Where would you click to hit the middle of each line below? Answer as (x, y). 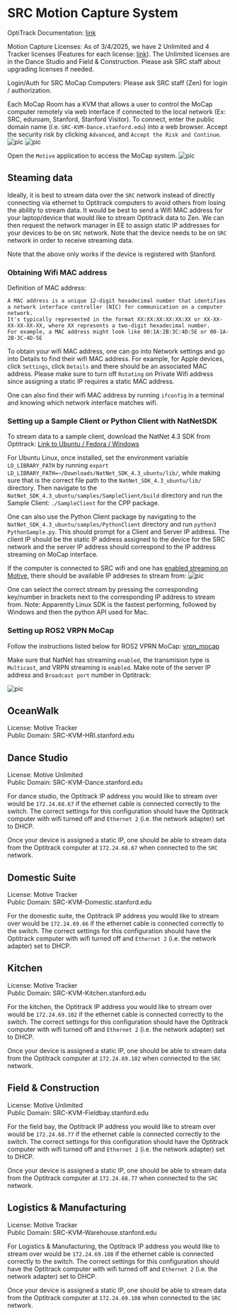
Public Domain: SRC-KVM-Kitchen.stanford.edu (77, 993)
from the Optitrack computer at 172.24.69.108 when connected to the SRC (114, 1297)
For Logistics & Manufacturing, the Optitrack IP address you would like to (114, 1246)
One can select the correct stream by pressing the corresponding (103, 590)
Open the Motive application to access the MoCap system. (92, 155)
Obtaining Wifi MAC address (57, 273)
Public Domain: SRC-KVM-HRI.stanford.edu (71, 735)
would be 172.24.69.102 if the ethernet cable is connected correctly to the (116, 1014)
